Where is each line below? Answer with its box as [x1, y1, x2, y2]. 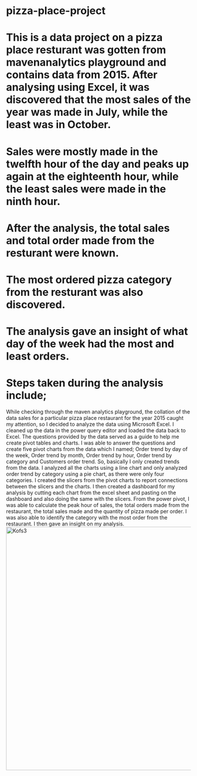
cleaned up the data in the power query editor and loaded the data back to [6, 427, 186, 434]
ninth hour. [6, 194, 60, 208]
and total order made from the [6, 234, 155, 247]
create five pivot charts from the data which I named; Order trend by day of [6, 446, 188, 453]
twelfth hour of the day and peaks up [6, 157, 189, 170]
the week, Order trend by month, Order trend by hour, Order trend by [6, 452, 172, 459]
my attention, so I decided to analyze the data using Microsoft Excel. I [6, 421, 174, 428]
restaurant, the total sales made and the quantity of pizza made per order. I [6, 508, 187, 515]
